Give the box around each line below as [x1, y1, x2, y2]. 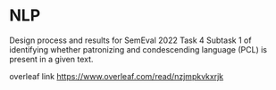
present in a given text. [9, 53, 94, 64]
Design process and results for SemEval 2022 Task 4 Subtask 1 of [9, 35, 252, 45]
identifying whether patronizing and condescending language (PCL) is [9, 44, 268, 54]
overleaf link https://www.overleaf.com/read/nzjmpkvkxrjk [9, 70, 224, 81]
